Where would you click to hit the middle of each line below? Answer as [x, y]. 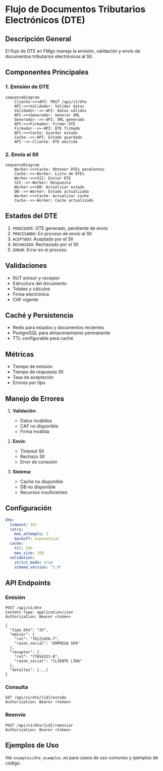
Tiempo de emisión [33, 367]
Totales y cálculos [31, 289]
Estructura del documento [40, 283]
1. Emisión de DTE [27, 87]
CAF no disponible [39, 426]
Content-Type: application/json [39, 612]
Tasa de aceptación [33, 377]
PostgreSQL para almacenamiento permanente [61, 333]
